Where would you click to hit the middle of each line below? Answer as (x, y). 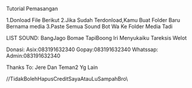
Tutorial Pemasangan (32, 9)
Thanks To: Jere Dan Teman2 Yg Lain (52, 67)
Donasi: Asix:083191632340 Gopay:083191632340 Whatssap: (82, 49)
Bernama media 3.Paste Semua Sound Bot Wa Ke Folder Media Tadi (89, 26)
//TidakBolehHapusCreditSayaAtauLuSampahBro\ (67, 79)
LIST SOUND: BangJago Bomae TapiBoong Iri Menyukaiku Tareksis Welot (97, 38)
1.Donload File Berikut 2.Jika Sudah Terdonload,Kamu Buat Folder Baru (93, 20)
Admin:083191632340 (33, 56)
